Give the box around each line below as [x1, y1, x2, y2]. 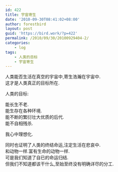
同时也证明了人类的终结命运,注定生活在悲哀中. [5, 142, 101, 148]
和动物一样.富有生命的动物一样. [5, 148, 70, 154]
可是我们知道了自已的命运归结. [5, 155, 69, 161]
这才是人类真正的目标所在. [5, 80, 60, 86]
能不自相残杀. [5, 120, 34, 126]
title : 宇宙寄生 [5, 12, 36, 17]
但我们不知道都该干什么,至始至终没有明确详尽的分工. [5, 161, 114, 167]
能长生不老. [5, 102, 29, 108]
